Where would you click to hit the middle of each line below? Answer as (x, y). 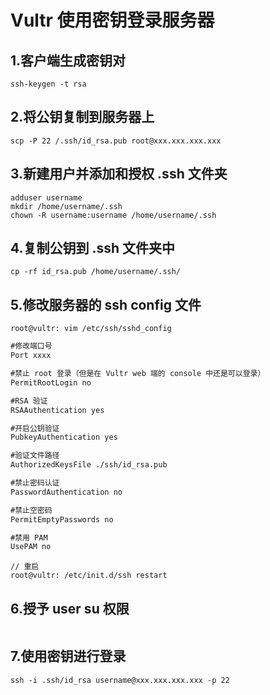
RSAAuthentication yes (57, 410)
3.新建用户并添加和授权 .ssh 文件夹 (119, 174)
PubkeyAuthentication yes (64, 437)
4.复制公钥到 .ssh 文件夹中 (93, 248)
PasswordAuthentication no (66, 492)
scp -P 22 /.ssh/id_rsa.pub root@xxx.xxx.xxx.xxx (116, 141)
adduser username (46, 197)
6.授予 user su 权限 (70, 608)
